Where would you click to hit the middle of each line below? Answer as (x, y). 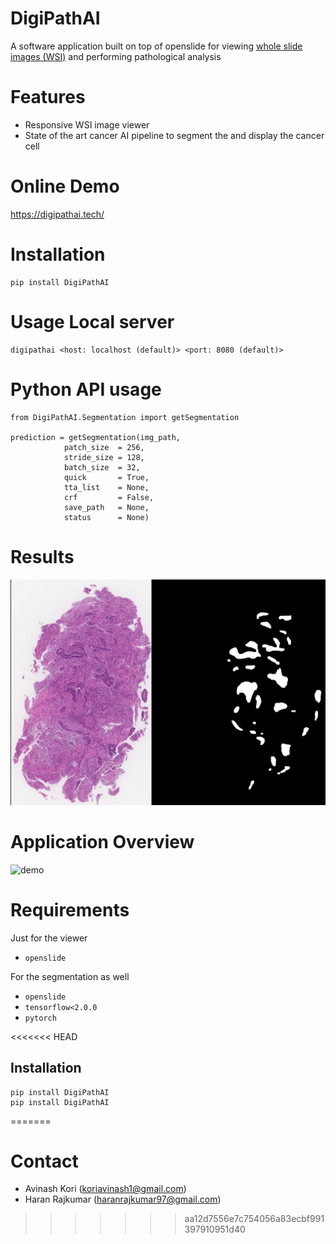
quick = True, (106, 477)
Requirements (70, 909)
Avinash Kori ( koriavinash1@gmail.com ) (105, 1189)
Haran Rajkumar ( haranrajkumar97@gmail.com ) (123, 1199)
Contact (44, 1161)
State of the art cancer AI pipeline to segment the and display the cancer (174, 135)
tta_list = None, (106, 487)
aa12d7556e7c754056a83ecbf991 (254, 1219)
